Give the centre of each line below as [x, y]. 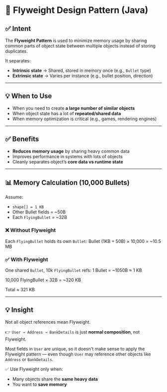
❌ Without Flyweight [31, 230]
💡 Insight [19, 310]
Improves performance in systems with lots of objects [67, 156]
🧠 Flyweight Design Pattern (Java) [77, 10]
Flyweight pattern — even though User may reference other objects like [78, 354]
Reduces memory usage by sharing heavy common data [71, 151]
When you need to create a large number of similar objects [74, 108]
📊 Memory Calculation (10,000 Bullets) [68, 183]
